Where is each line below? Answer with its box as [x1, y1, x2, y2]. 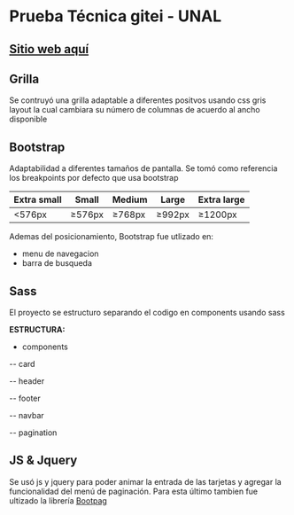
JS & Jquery [9, 453, 78, 468]
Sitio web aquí [9, 42, 89, 57]
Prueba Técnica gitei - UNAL [9, 6, 222, 27]
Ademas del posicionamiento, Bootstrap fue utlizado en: [9, 231, 214, 242]
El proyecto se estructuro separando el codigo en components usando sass [9, 308, 285, 318]
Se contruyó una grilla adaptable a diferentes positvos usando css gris [9, 95, 267, 105]
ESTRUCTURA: [9, 324, 66, 335]
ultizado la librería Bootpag [9, 495, 108, 506]
